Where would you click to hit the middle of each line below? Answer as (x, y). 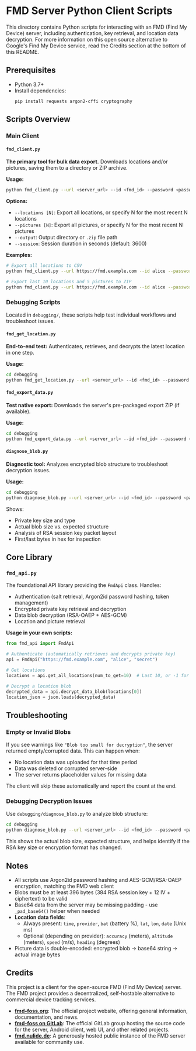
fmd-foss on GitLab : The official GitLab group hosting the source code (100, 1023)
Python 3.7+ (29, 84)
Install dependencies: (40, 90)
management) (31, 603)
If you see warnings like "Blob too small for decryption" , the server (90, 745)
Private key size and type (45, 520)
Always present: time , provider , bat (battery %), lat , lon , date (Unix (105, 923)
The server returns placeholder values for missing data (80, 775)
